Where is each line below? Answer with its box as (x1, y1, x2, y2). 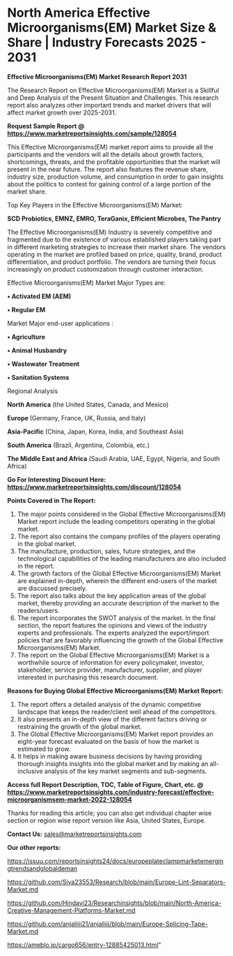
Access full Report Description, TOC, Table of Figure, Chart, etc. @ (7, 780, 204, 788)
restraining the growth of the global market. (17, 722, 143, 730)
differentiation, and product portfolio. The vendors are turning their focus (7, 257, 216, 266)
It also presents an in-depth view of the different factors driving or (17, 714, 207, 723)
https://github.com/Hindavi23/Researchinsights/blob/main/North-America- (7, 899, 222, 907)
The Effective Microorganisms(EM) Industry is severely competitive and (7, 228, 212, 236)
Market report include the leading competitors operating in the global (17, 517, 216, 525)
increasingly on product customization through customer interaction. (7, 265, 204, 273)
